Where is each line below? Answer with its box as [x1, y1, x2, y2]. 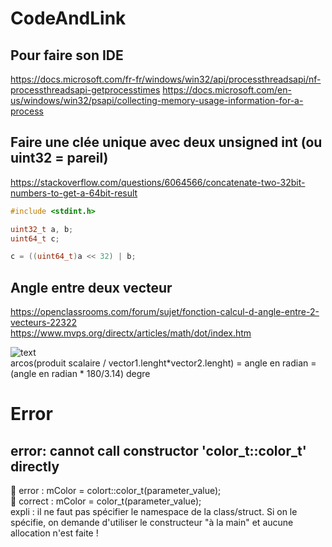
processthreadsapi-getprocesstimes [10, 84, 161, 96]
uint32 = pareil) [10, 150, 109, 167]
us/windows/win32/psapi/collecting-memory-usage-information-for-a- [10, 95, 304, 106]
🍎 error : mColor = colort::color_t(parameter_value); [10, 485, 222, 497]
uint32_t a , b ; [10, 224, 74, 234]
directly [10, 458, 60, 475]
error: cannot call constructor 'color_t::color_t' [10, 442, 307, 459]
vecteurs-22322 [10, 317, 78, 329]
